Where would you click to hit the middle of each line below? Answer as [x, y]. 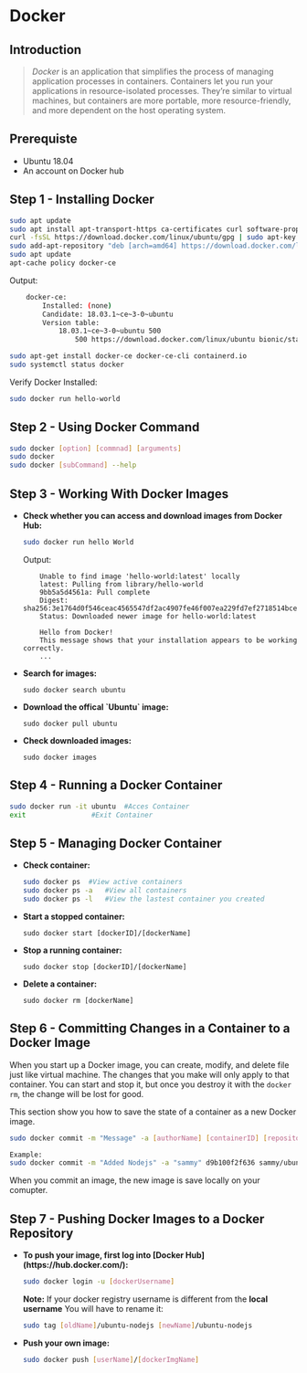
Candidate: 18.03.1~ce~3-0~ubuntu [108, 314]
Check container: [56, 865]
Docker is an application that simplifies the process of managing [153, 71]
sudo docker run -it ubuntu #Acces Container [100, 806]
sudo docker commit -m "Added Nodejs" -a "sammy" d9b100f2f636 [132, 1163]
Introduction [46, 50]
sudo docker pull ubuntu [70, 723]
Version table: [71, 322]
